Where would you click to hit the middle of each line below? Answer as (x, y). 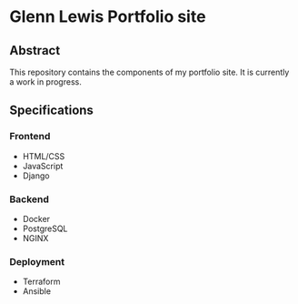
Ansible (37, 291)
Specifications (51, 111)
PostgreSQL (45, 228)
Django (36, 176)
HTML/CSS (44, 156)
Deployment (37, 261)
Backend (30, 199)
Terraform (41, 282)
